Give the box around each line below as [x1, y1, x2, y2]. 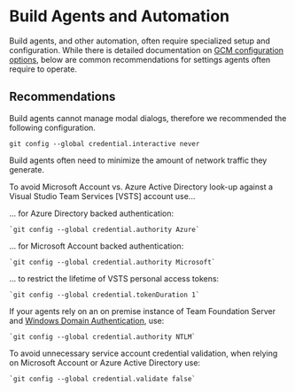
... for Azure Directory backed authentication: [9, 208, 175, 219]
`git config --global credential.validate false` [9, 374, 197, 383]
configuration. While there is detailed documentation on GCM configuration [9, 44, 284, 55]
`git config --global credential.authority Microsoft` [9, 257, 216, 266]
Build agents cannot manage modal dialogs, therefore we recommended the [9, 112, 287, 123]
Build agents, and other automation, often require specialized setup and [9, 35, 270, 46]
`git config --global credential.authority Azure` [9, 225, 200, 234]
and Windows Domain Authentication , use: [9, 315, 165, 326]
